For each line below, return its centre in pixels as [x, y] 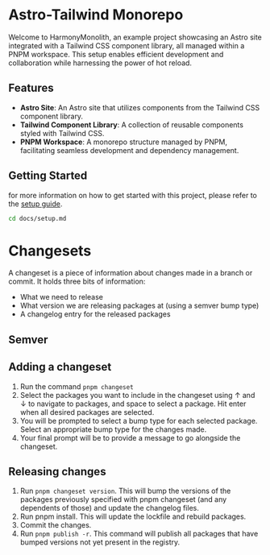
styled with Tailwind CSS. [62, 133]
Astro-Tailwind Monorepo [96, 15]
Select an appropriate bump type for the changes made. [113, 429]
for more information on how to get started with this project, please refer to [133, 195]
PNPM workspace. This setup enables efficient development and [116, 54]
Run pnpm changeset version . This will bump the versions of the [125, 491]
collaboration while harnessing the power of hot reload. [100, 63]
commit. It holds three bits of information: [77, 282]
